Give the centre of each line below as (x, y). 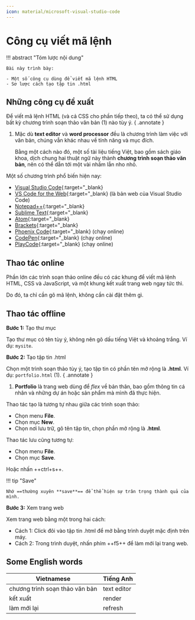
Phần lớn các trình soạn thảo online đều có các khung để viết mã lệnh (91, 277)
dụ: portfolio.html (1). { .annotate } (50, 375)
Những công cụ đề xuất (50, 102)
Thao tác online (35, 263)
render (112, 598)
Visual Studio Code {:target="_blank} (59, 187)
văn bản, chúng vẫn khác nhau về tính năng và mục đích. (84, 141)
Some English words (45, 562)
